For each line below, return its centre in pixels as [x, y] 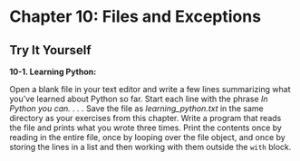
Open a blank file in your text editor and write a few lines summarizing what [150, 89]
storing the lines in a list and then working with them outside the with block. [150, 147]
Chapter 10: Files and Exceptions [135, 17]
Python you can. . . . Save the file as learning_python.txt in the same [137, 109]
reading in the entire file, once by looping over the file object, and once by [147, 137]
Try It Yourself [51, 50]
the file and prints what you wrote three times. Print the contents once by [146, 128]
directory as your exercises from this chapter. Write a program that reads [145, 118]
